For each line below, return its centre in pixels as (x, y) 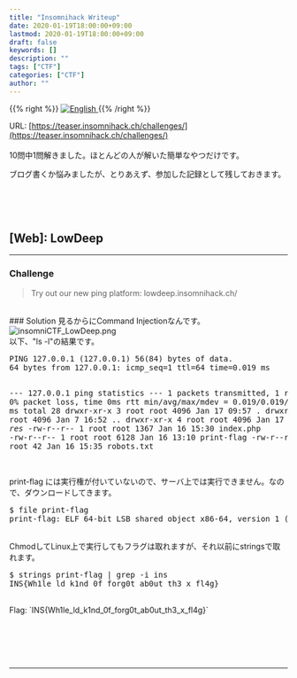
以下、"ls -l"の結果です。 (54, 341)
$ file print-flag (49, 510)
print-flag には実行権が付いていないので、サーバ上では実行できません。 (139, 481)
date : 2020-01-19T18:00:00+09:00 (71, 26)
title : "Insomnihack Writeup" (65, 17)
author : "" (29, 83)
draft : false (33, 42)
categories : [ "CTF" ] (47, 75)
